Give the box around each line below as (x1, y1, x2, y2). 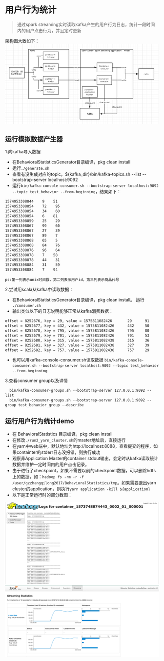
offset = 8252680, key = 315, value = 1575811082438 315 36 (5, 338, 150, 343)
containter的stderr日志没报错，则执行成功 (16, 449, 101, 455)
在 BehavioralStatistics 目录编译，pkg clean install (12, 431, 113, 437)
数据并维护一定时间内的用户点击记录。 (12, 461, 89, 467)
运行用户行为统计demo (5, 417, 74, 425)
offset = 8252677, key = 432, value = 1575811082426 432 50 (5, 323, 150, 328)
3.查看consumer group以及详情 (5, 378, 68, 383)
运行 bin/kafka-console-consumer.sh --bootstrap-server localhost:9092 (12, 182, 159, 188)
